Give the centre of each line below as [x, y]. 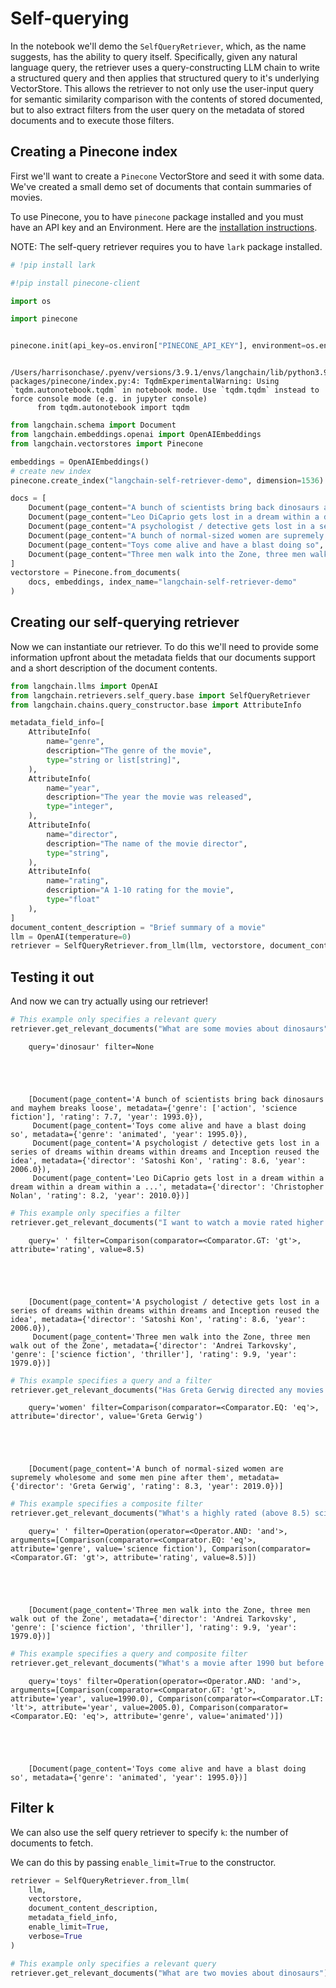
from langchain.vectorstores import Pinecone [106, 443]
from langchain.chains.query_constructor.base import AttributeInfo [156, 705]
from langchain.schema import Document [93, 425]
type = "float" [73, 900]
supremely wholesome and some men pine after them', [122, 1478]
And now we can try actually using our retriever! [109, 1001]
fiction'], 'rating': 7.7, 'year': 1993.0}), [106, 1117]
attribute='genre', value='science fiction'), [109, 1549]
